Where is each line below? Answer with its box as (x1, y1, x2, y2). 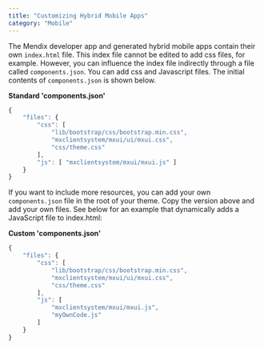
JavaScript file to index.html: (8, 213, 102, 223)
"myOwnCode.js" (50, 311, 102, 319)
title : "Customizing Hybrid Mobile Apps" (8, 11, 149, 20)
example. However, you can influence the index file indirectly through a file (8, 58, 254, 68)
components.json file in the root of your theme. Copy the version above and (8, 196, 254, 206)
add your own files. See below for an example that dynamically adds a (8, 205, 240, 215)
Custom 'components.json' (8, 229, 102, 239)
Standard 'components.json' (8, 90, 106, 100)
